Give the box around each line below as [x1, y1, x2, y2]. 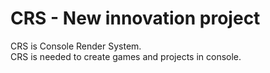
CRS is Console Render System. [10, 40, 142, 52]
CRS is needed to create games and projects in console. [10, 50, 242, 62]
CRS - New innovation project [10, 7, 261, 30]
